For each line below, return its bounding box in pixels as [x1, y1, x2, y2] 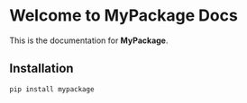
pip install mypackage [9, 84, 95, 94]
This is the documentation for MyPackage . [9, 35, 169, 46]
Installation [9, 61, 74, 76]
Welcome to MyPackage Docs [9, 5, 239, 26]
